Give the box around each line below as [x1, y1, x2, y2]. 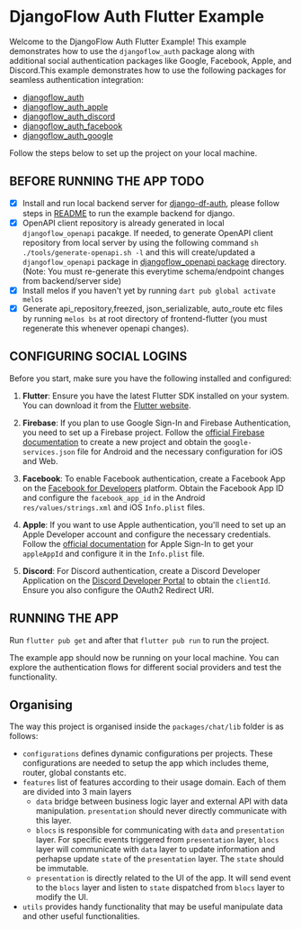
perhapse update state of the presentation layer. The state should [35, 853, 285, 864]
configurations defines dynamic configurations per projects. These [22, 748, 273, 759]
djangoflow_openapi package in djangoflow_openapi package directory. [22, 256, 288, 267]
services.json [22, 448, 75, 457]
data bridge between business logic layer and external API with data [35, 796, 288, 807]
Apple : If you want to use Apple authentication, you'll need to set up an [22, 519, 287, 530]
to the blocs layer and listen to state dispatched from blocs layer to [35, 882, 285, 893]
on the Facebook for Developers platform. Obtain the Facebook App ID [22, 482, 285, 493]
